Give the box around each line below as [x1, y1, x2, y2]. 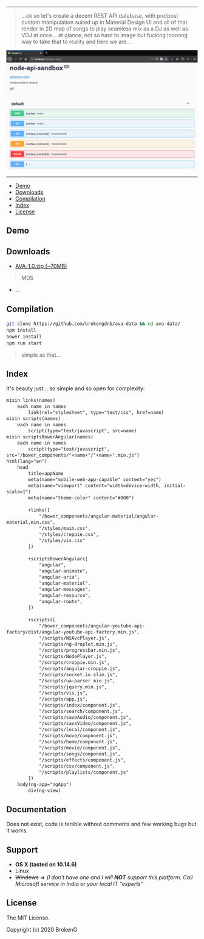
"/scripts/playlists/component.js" [38, 769, 129, 776]
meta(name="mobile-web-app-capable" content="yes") [28, 477, 162, 483]
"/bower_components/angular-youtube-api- [38, 623, 146, 629]
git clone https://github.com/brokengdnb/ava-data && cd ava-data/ [6, 321, 181, 327]
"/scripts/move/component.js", [38, 733, 118, 739]
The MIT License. [6, 914, 50, 921]
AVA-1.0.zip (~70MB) [15, 263, 67, 270]
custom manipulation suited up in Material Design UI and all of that [21, 19, 188, 26]
